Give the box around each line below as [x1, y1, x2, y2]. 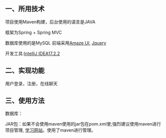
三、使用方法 [5, 96, 45, 105]
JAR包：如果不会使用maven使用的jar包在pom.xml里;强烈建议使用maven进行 [5, 121, 161, 127]
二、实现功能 [5, 67, 45, 75]
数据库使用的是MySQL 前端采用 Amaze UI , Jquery [5, 40, 107, 46]
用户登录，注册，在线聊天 [5, 80, 58, 86]
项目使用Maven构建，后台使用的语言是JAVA [5, 19, 96, 25]
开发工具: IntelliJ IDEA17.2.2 [5, 50, 60, 56]
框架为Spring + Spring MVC [5, 29, 62, 35]
